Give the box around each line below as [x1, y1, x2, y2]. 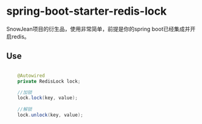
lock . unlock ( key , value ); [17, 112, 84, 118]
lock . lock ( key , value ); [17, 95, 78, 101]
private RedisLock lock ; [17, 78, 81, 84]
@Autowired [17, 72, 45, 79]
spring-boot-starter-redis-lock [6, 4, 167, 18]
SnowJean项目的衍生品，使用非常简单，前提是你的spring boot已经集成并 [6, 25, 190, 32]
